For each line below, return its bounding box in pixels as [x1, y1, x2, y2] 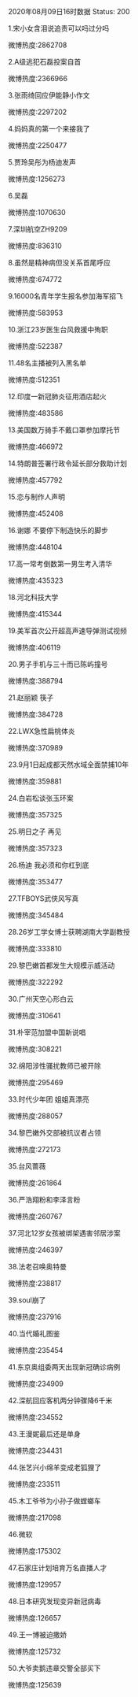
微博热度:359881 [8, 776, 62, 786]
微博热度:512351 [8, 375, 60, 384]
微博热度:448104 [8, 543, 63, 551]
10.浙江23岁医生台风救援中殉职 [8, 325, 108, 334]
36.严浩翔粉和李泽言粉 [8, 1195, 81, 1204]
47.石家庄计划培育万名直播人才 [8, 1563, 107, 1573]
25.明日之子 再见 [8, 827, 62, 836]
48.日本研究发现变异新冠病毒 [8, 1597, 102, 1606]
